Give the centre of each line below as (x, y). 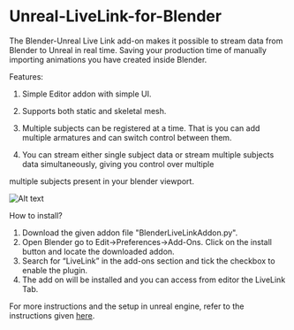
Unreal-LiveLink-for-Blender (116, 16)
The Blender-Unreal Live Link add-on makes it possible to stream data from (146, 41)
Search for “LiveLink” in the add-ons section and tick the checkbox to (148, 261)
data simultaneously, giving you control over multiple (118, 164)
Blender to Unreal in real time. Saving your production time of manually (138, 50)
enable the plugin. (55, 270)
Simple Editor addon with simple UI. (87, 94)
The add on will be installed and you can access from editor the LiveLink (154, 280)
